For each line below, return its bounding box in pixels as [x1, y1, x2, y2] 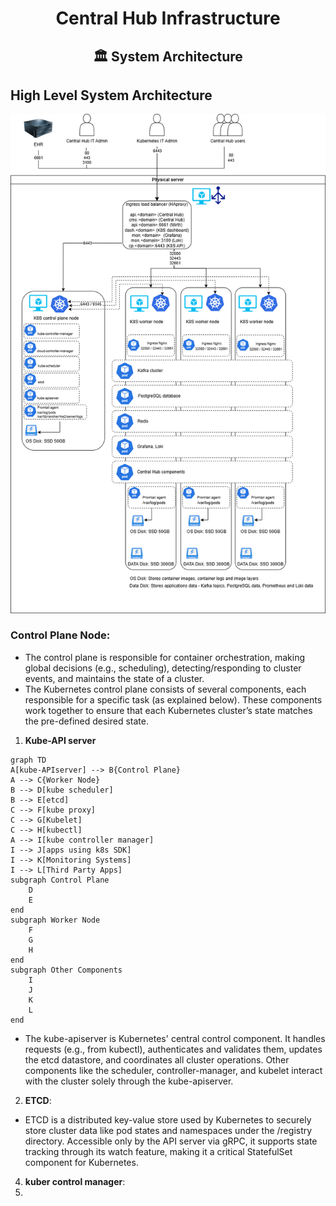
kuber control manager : [24, 1175, 126, 1187]
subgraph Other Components [10, 965, 123, 975]
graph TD [10, 755, 47, 765]
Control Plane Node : [10, 628, 111, 642]
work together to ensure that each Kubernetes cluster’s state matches [24, 704, 313, 716]
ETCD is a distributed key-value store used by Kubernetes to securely [24, 1113, 312, 1126]
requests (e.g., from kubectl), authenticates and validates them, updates [24, 1043, 323, 1055]
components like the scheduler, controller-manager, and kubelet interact [24, 1064, 323, 1076]
